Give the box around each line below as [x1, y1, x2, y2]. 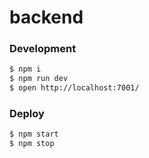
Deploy [9, 107, 45, 121]
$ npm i [9, 64, 42, 75]
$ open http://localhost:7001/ [9, 83, 140, 93]
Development [9, 42, 77, 56]
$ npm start [9, 129, 59, 140]
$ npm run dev [9, 74, 69, 84]
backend [9, 6, 84, 29]
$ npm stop [9, 139, 55, 149]
